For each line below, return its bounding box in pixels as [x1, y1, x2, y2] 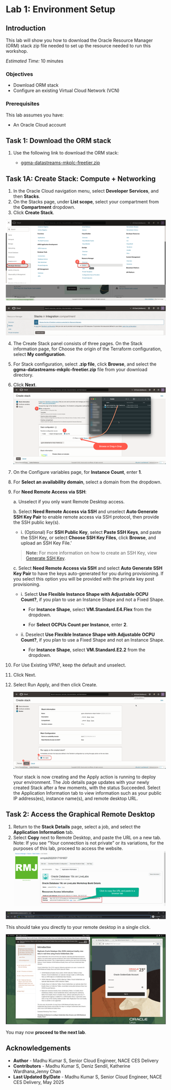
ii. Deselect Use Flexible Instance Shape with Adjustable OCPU [20, 631, 155, 638]
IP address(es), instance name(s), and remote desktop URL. [13, 795, 139, 801]
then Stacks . [13, 193, 40, 199]
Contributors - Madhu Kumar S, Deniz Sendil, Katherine [13, 1063, 131, 1069]
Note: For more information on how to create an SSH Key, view [25, 550, 157, 556]
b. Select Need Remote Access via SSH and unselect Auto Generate [13, 508, 158, 514]
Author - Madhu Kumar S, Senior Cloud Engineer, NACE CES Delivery [13, 1057, 159, 1064]
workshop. [6, 48, 28, 54]
